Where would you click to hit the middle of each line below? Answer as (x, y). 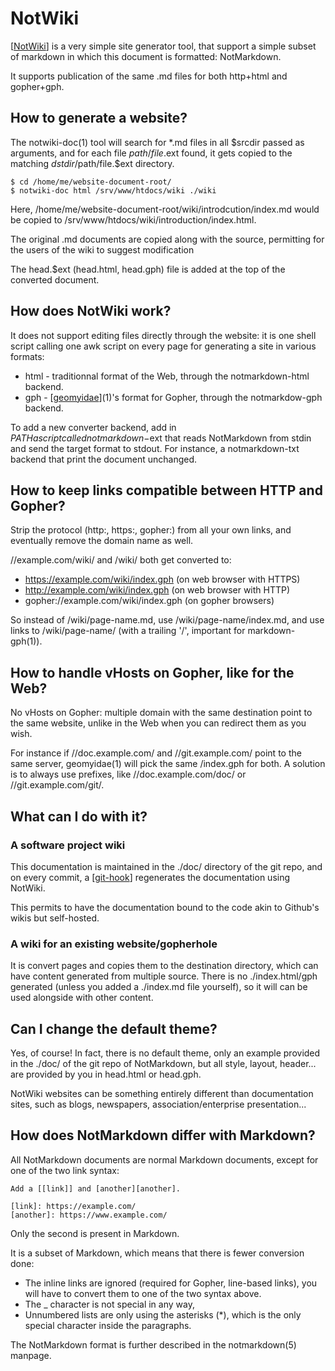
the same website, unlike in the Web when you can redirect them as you (158, 723)
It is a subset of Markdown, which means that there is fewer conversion (157, 1253)
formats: (27, 356)
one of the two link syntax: (65, 1170)
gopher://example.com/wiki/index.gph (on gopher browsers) (149, 601)
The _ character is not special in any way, (109, 1304)
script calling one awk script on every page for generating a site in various (163, 346)
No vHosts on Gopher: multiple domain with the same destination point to (161, 713)
